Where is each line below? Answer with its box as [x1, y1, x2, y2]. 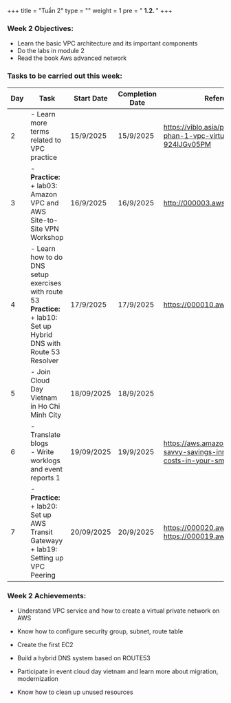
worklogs [30, 456, 60, 465]
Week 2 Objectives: [7, 23, 74, 33]
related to [30, 135, 62, 145]
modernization [16, 674, 58, 682]
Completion [118, 89, 157, 99]
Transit [30, 527, 53, 537]
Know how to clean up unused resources [16, 688, 133, 696]
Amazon [30, 190, 57, 199]
